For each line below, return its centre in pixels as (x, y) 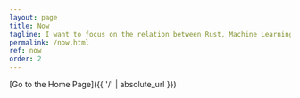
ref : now (25, 51)
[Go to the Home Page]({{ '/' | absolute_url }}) (93, 84)
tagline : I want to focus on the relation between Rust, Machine (133, 34)
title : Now (29, 26)
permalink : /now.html (50, 42)
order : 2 (25, 59)
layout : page (33, 17)
